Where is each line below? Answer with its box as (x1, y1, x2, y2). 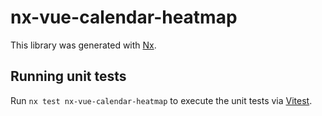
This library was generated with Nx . (10, 39, 157, 51)
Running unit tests (10, 68, 127, 85)
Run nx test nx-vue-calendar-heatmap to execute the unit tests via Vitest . (10, 94, 313, 106)
